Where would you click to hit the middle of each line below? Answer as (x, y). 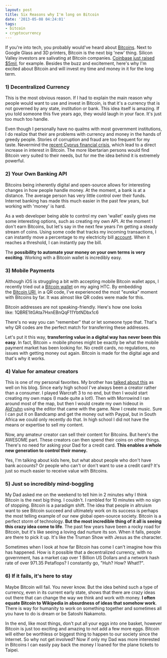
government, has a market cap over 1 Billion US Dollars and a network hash (82, 558)
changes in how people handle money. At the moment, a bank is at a (75, 190)
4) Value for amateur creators (42, 371)
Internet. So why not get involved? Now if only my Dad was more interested (83, 639)
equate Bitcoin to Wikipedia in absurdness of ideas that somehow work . (81, 603)
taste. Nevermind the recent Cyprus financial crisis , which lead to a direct (81, 145)
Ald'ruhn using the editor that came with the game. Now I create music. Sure (84, 409)
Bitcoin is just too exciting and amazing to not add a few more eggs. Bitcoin (82, 628)
